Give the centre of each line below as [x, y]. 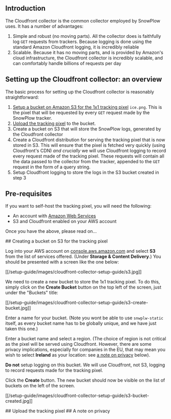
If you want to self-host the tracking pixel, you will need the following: [78, 206]
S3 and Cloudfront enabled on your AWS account [65, 222]
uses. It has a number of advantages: [44, 26]
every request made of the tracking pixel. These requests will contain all [88, 156]
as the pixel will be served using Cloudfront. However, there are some [78, 344]
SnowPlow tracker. [32, 118]
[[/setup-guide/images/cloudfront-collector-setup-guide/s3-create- [77, 303]
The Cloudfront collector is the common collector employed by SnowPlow [83, 20]
